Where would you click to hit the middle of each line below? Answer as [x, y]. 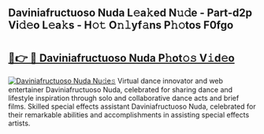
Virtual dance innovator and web [170, 81]
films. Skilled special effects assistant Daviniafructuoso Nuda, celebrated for [132, 106]
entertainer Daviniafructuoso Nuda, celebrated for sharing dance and [121, 89]
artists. [19, 123]
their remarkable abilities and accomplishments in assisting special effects [129, 115]
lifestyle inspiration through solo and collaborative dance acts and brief [124, 98]
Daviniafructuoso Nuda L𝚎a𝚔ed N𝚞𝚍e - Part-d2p [130, 13]
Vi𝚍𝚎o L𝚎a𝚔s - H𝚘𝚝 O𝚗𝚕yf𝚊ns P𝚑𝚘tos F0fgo [121, 26]
